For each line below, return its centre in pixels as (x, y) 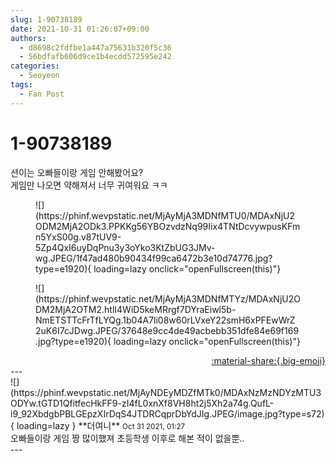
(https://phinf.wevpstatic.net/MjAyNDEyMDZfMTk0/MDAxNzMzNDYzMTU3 (166, 392)
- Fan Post (42, 94)
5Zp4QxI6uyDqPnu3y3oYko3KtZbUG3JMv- (125, 247)
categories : (35, 66)
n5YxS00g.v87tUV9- (78, 237)
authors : (28, 38)
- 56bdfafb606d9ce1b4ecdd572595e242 (95, 57)
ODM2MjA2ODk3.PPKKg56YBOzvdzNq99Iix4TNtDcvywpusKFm (168, 226)
